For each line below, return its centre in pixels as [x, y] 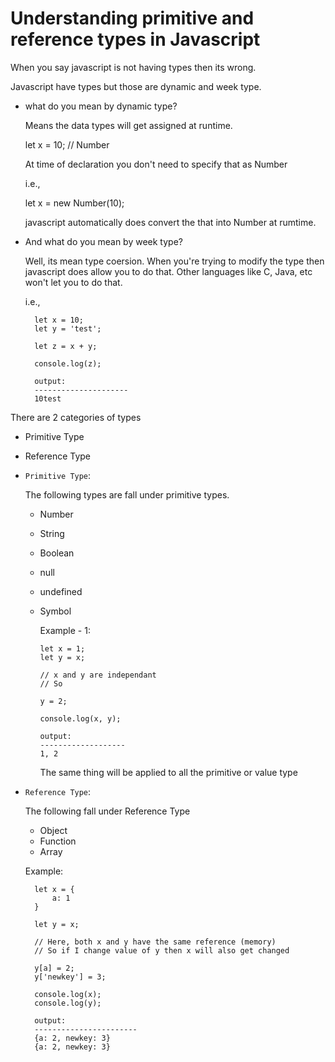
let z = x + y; [66, 346]
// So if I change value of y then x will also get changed [162, 950]
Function [58, 841]
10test [48, 398]
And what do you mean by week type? [103, 241]
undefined [61, 591]
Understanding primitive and [132, 18]
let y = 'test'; [68, 328]
